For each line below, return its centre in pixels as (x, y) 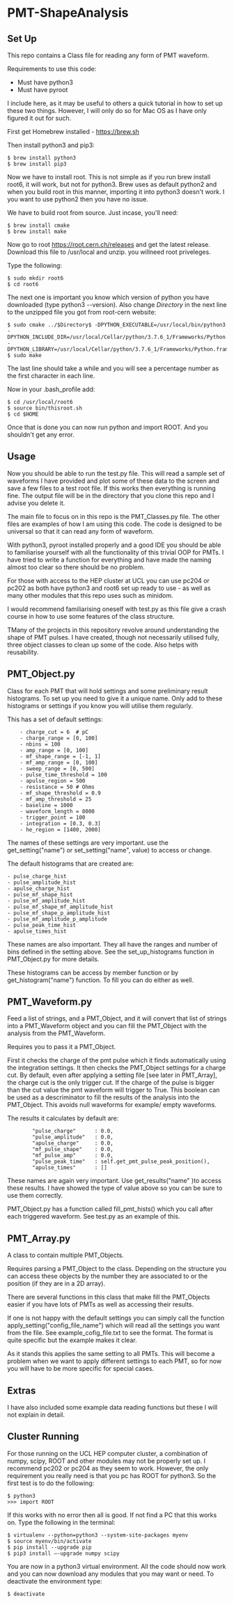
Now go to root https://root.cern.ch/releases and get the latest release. (109, 244)
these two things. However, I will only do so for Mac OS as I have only (107, 111)
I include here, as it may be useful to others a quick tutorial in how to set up (115, 103)
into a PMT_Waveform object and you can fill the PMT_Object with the (107, 1026)
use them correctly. (35, 1196)
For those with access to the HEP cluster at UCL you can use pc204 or (109, 580)
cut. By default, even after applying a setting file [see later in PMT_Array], (112, 1075)
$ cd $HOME (23, 414)
